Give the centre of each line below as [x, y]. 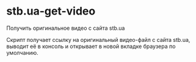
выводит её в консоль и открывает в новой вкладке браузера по [91, 46]
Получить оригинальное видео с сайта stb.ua [66, 28]
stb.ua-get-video [51, 11]
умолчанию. [22, 52]
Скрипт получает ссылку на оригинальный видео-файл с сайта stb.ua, [98, 40]
